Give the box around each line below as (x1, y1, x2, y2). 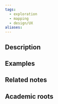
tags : (5, 7, 16, 12)
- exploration (9, 12, 37, 16)
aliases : (5, 25, 23, 30)
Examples (5, 59, 35, 68)
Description (5, 43, 41, 51)
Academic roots (5, 92, 54, 101)
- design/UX (9, 20, 34, 26)
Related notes (5, 76, 47, 84)
